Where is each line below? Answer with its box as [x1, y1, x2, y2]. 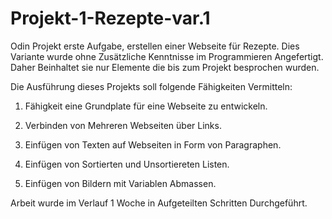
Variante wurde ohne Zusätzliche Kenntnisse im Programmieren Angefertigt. [10, 50, 324, 62]
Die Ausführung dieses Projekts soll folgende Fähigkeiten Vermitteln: [10, 80, 293, 92]
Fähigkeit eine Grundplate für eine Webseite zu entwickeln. [24, 100, 268, 112]
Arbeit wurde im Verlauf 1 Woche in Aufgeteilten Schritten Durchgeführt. [10, 197, 308, 209]
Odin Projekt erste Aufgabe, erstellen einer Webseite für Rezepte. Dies [10, 40, 300, 52]
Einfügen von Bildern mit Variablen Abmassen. [24, 177, 217, 189]
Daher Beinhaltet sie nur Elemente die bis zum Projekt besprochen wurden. [10, 61, 320, 73]
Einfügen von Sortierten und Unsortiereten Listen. [24, 158, 230, 170]
